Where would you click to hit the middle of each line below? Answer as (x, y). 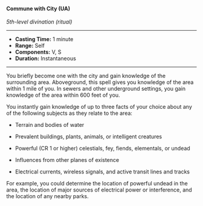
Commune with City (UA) (38, 8)
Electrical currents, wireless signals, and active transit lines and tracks (102, 172)
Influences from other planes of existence (67, 160)
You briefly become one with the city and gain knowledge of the (86, 76)
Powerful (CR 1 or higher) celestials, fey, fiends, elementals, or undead (102, 149)
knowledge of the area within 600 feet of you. (63, 95)
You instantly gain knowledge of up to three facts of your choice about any (99, 107)
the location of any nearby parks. (47, 196)
